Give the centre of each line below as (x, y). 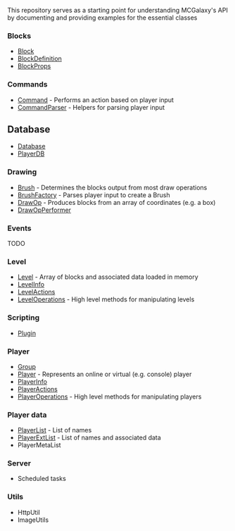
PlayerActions (37, 389)
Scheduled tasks (42, 479)
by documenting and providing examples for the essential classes (102, 18)
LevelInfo (31, 285)
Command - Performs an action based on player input (96, 100)
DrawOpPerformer (44, 210)
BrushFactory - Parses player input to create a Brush (94, 195)
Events (19, 228)
